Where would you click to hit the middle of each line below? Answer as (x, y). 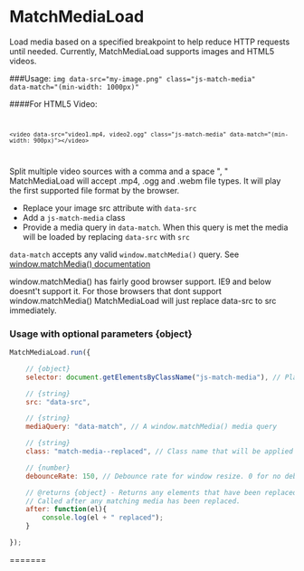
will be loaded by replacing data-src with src (106, 236)
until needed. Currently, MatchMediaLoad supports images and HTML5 (142, 51)
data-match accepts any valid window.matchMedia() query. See (124, 254)
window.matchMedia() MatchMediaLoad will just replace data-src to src (143, 300)
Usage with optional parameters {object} (101, 334)
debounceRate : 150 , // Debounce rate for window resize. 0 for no (153, 476)
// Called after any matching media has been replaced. (133, 501)
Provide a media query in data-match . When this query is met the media (155, 227)
